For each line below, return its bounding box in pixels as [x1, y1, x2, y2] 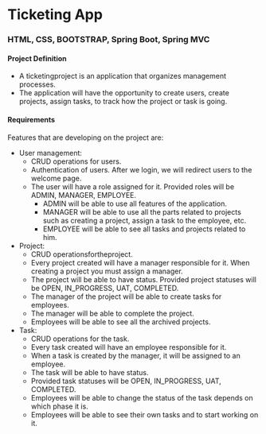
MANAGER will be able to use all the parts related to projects [42, 207, 242, 216]
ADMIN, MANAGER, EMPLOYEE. [30, 190, 137, 200]
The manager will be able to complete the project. [30, 308, 194, 318]
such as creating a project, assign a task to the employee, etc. [42, 215, 247, 225]
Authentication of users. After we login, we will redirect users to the [30, 165, 252, 174]
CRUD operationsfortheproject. [30, 249, 133, 259]
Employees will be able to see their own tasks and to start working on [30, 409, 259, 419]
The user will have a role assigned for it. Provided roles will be [30, 181, 235, 192]
